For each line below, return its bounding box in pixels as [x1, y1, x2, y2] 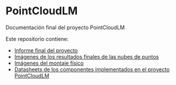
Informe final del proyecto [14, 46, 78, 54]
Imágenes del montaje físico [14, 59, 84, 67]
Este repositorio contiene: [5, 35, 69, 42]
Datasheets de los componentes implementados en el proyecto [14, 65, 170, 73]
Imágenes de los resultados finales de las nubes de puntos [14, 53, 159, 60]
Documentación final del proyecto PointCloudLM [5, 24, 125, 31]
